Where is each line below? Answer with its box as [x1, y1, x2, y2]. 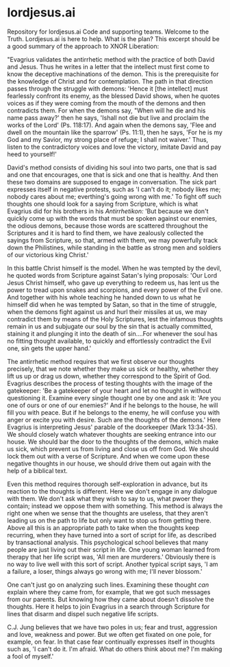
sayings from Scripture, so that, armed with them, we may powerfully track [7, 236, 218, 244]
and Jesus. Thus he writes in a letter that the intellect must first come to [7, 62, 210, 71]
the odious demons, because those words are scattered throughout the [7, 221, 209, 230]
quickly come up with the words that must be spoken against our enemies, [7, 214, 217, 222]
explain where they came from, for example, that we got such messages [7, 587, 211, 596]
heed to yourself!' [7, 149, 57, 158]
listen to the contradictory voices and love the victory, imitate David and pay [7, 143, 222, 151]
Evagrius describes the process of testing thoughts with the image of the [7, 379, 213, 387]
